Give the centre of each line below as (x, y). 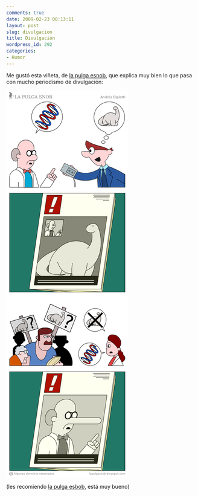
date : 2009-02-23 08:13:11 (40, 19)
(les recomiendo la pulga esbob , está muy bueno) (68, 486)
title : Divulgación (31, 38)
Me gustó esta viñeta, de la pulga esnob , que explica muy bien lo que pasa (99, 75)
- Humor (16, 57)
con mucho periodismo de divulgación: (55, 82)
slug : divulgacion (29, 32)
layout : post (23, 25)
